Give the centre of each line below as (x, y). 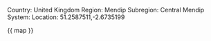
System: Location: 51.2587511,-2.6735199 (66, 17)
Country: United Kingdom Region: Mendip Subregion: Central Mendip (106, 10)
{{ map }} (20, 30)
